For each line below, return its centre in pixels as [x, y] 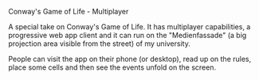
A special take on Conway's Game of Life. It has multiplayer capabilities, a [129, 27]
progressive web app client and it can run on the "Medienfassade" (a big [128, 35]
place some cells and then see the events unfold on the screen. [112, 67]
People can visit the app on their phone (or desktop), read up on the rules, [130, 59]
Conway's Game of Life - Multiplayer [69, 11]
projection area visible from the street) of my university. [100, 44]
